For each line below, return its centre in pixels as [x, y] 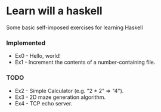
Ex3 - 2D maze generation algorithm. [60, 97]
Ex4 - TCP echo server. [44, 103]
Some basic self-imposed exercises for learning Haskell [75, 27]
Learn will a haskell [54, 11]
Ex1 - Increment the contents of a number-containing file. [85, 62]
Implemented [26, 43]
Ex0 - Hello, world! [38, 56]
